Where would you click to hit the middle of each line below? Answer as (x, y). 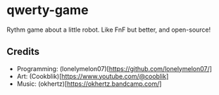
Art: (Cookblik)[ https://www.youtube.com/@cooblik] (93, 76)
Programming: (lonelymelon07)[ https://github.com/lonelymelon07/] (114, 68)
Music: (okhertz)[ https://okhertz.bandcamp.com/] (89, 84)
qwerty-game (48, 10)
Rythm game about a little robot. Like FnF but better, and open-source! (109, 30)
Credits (23, 52)
